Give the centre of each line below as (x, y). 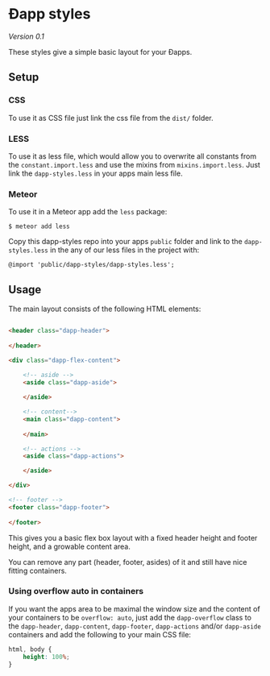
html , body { (30, 649)
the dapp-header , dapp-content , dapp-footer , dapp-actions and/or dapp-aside (135, 626)
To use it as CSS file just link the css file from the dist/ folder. (111, 118)
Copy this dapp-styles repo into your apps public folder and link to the (126, 242)
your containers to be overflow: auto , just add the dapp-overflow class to (130, 617)
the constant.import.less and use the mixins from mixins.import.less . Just (134, 164)
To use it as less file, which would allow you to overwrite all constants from (132, 156)
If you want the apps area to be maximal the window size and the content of (134, 608)
